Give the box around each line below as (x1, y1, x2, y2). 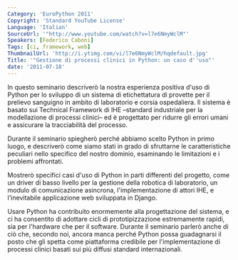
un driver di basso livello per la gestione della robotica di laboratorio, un (7, 178, 218, 187)
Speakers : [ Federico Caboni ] (7, 37, 94, 44)
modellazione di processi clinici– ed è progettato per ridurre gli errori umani (7, 113, 229, 121)
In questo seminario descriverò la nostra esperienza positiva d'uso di (7, 82, 210, 91)
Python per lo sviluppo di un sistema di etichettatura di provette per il (7, 90, 210, 99)
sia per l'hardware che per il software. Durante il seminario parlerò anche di (7, 222, 229, 231)
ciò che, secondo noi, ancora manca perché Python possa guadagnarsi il (7, 229, 222, 238)
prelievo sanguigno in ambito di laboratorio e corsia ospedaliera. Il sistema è (7, 97, 231, 107)
